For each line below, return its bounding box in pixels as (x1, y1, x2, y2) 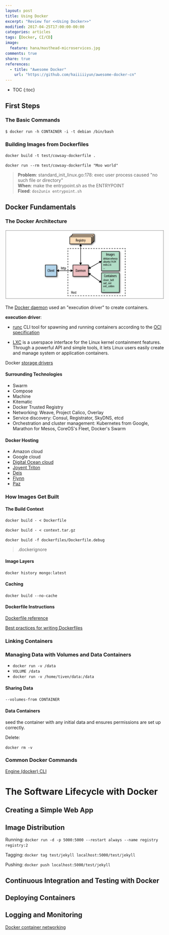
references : (5, 61, 30, 67)
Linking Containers (5, 637, 53, 644)
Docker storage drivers (5, 359, 53, 365)
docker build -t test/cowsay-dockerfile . (5, 153, 96, 158)
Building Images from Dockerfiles (5, 141, 89, 148)
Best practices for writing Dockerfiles (5, 625, 83, 631)
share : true (5, 56, 30, 61)
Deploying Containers (5, 893, 76, 902)
